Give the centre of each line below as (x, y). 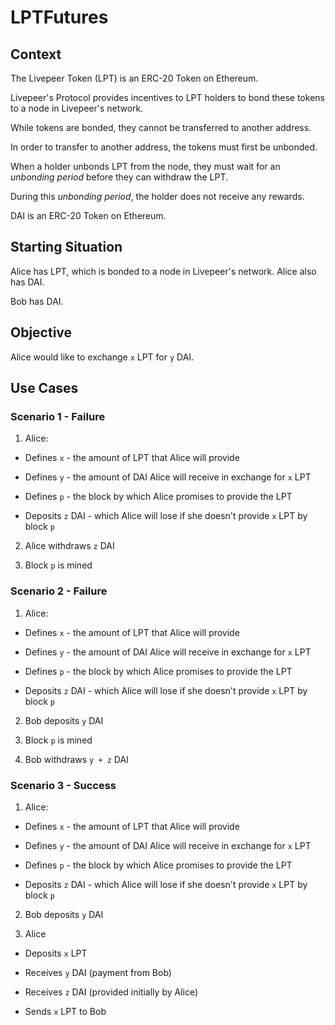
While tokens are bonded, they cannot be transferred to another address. (161, 127)
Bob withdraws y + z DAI (76, 759)
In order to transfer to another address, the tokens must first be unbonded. (164, 147)
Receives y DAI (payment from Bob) (98, 972)
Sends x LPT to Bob (65, 1011)
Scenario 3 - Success (63, 785)
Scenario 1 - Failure (58, 416)
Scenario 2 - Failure (59, 591)
